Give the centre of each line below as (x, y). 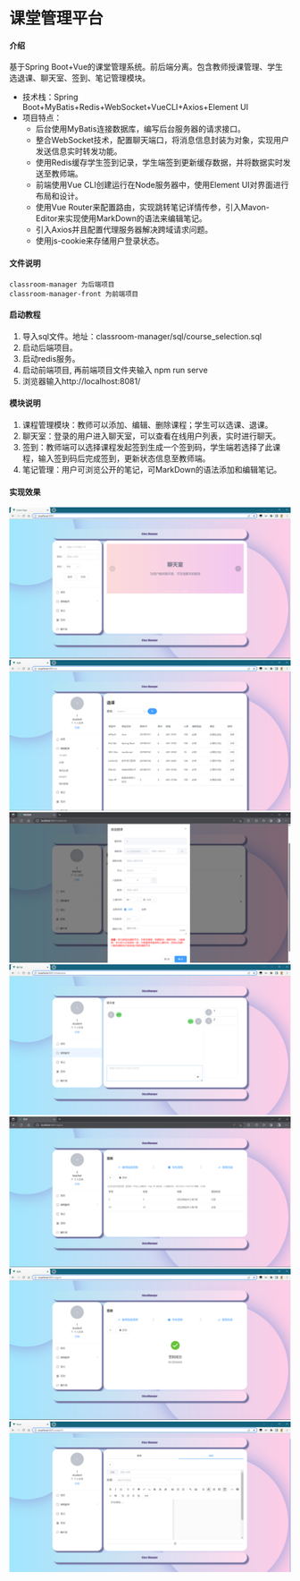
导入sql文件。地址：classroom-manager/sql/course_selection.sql (142, 336)
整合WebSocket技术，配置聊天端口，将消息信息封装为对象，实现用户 (162, 141)
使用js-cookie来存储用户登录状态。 (100, 241)
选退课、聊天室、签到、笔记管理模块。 (79, 78)
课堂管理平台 (57, 18)
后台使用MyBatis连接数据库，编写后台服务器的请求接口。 (140, 129)
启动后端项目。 (50, 347)
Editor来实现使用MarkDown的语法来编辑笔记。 (121, 218)
